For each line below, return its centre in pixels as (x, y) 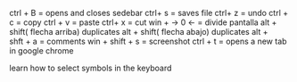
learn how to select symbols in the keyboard (91, 68)
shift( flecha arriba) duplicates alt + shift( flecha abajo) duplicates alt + (139, 32)
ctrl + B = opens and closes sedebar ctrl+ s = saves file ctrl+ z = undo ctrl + (149, 13)
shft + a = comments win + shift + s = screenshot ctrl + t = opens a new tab (148, 41)
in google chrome (41, 51)
